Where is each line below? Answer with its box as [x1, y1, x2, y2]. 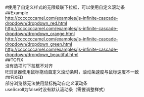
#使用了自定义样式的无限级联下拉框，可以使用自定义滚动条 [5, 4, 125, 10]
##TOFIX [5, 57, 24, 63]
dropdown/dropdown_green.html [5, 41, 73, 47]
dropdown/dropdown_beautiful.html [5, 52, 79, 58]
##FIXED [5, 74, 23, 80]
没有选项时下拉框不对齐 [5, 63, 53, 68]
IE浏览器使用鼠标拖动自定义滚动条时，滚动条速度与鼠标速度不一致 [5, 69, 140, 75]
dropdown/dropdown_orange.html [5, 31, 75, 36]
